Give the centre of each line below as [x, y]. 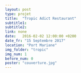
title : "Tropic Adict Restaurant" [41, 18]
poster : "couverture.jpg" [31, 63]
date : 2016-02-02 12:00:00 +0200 [41, 36]
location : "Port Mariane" [31, 45]
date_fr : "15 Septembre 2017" [35, 41]
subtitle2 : [16, 27]
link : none [16, 32]
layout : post [18, 9]
